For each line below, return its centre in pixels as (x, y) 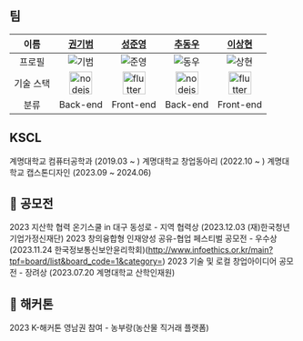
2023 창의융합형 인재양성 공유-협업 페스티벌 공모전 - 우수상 (172, 238)
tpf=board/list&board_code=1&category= (86, 261)
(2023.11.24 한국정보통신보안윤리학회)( (79, 250)
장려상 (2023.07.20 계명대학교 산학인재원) (100, 273)
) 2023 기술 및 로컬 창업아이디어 (220, 261)
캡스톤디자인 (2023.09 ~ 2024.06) (89, 172)
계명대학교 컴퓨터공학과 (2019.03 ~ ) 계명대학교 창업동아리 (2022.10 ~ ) (137, 161)
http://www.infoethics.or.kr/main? (211, 250)
